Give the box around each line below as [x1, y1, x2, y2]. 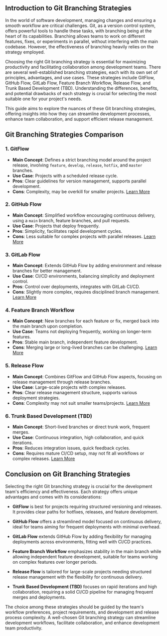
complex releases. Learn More [12, 456, 75, 462]
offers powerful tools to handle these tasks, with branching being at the [5, 27, 152, 34]
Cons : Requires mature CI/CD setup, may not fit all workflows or [12, 450, 145, 456]
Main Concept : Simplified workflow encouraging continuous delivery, [12, 212, 156, 218]
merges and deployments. [12, 594, 66, 600]
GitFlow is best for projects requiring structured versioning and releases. [12, 503, 162, 509]
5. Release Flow [5, 362, 44, 369]
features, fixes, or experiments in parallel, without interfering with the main [5, 38, 159, 44]
